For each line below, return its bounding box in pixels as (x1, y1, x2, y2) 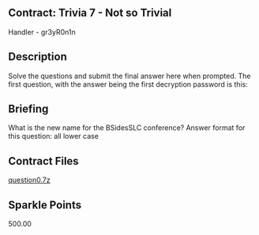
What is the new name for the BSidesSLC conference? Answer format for (8, 123, 246, 132)
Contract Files (8, 154, 79, 168)
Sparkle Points (8, 198, 81, 211)
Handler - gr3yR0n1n (8, 27, 77, 36)
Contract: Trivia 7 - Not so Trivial (8, 6, 172, 20)
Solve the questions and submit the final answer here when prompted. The (8, 71, 251, 80)
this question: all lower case (8, 132, 99, 141)
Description (8, 50, 67, 64)
